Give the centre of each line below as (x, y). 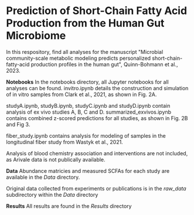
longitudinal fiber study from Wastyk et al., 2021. (64, 142)
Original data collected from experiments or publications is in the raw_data (96, 188)
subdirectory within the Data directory (52, 194)
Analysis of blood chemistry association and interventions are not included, (97, 153)
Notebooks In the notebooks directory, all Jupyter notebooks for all (87, 82)
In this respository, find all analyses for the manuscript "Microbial (85, 52)
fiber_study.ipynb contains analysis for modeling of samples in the (86, 135)
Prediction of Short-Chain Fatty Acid (97, 11)
